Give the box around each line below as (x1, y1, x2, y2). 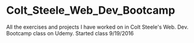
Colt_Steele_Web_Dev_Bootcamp (6, 4, 175, 17)
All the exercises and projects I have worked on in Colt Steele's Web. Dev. (6, 23, 189, 30)
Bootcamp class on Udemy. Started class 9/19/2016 (6, 29, 134, 36)
